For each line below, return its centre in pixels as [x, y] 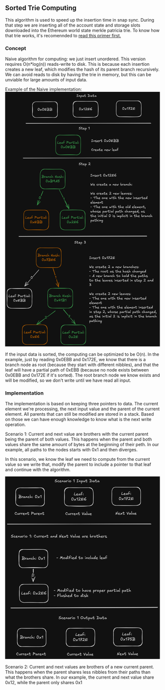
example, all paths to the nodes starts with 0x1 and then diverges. [71, 450]
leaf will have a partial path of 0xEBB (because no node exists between [77, 370]
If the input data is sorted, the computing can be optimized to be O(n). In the [82, 354]
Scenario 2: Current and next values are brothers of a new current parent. [80, 666]
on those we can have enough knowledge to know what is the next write [78, 420]
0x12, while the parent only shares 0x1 [44, 682]
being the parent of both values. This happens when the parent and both [79, 439]
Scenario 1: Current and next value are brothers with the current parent [77, 434]
